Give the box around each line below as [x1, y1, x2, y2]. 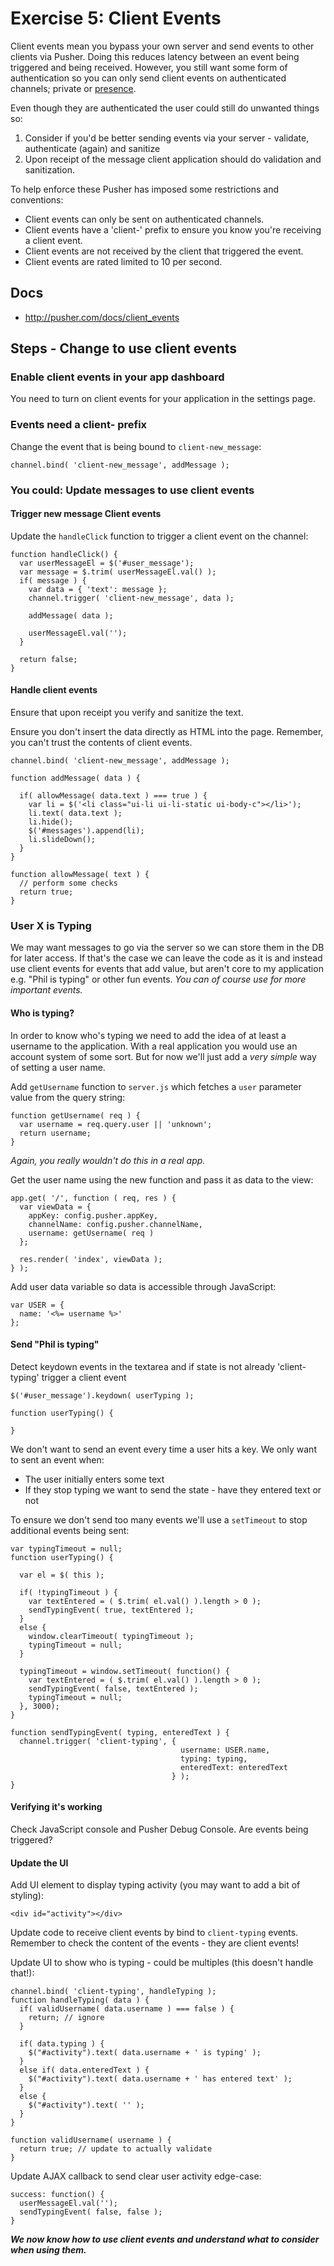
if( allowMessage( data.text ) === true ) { [19, 791, 208, 801]
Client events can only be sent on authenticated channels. [24, 213, 265, 225]
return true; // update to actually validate [19, 2144, 213, 2154]
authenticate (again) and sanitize [24, 142, 161, 154]
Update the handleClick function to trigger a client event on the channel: [10, 530, 309, 542]
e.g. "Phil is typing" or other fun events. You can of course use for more [10, 973, 307, 986]
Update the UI [10, 1857, 69, 1869]
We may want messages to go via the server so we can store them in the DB [10, 942, 325, 954]
